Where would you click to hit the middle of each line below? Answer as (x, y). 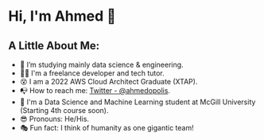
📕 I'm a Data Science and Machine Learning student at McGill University (138, 102)
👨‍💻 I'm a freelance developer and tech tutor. (92, 73)
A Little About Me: (54, 46)
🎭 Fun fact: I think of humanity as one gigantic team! (107, 128)
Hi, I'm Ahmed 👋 (62, 16)
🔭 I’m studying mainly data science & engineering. (102, 64)
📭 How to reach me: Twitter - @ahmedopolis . (95, 90)
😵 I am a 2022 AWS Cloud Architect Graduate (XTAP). (109, 82)
